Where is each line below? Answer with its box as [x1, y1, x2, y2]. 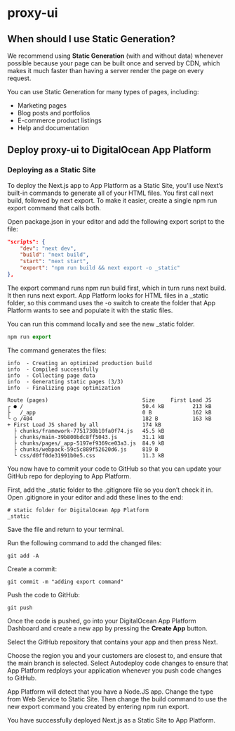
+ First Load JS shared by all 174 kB [7, 421, 161, 428]
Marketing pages [17, 101, 67, 110]
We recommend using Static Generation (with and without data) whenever [7, 51, 224, 60]
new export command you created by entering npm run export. [7, 702, 189, 711]
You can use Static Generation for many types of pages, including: [7, 88, 199, 96]
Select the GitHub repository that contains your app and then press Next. [7, 637, 218, 646]
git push [7, 604, 33, 611]
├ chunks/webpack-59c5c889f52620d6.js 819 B [13, 445, 159, 453]
